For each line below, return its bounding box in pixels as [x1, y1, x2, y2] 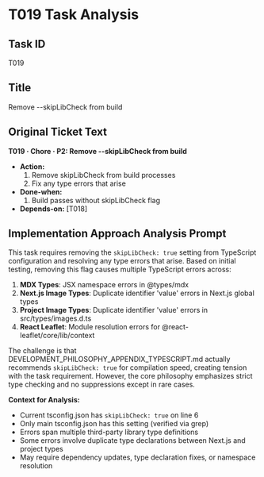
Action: [19, 161, 45, 171]
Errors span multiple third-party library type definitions [19, 427, 199, 437]
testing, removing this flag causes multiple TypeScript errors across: [8, 264, 231, 275]
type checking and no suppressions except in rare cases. [8, 379, 196, 390]
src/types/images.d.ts [19, 314, 92, 323]
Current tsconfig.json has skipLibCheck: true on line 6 [19, 410, 199, 420]
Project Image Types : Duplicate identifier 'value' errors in [19, 306, 209, 315]
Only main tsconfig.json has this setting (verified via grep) [19, 419, 209, 429]
